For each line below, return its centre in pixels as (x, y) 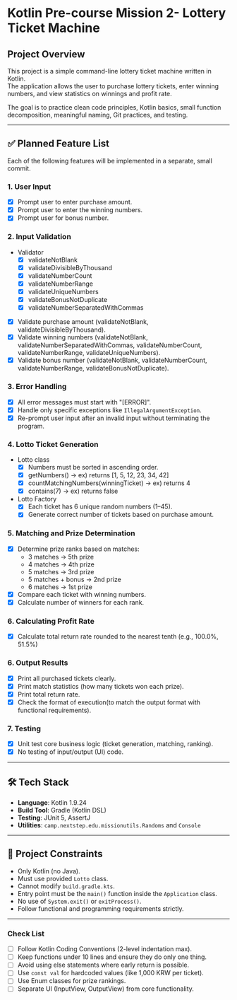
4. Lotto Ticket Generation (53, 444)
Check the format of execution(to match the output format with (109, 702)
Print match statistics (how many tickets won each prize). (101, 686)
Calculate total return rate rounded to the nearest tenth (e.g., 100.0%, (118, 636)
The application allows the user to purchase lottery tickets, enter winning (113, 86)
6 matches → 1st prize (60, 587)
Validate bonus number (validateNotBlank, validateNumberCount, (112, 360)
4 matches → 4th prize (61, 564)
